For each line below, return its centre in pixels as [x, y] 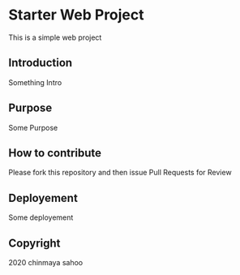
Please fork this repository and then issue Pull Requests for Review [120, 173]
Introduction [41, 63]
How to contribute [55, 153]
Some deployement [41, 217]
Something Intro [35, 82]
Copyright [34, 243]
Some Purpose [33, 127]
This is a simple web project [55, 37]
